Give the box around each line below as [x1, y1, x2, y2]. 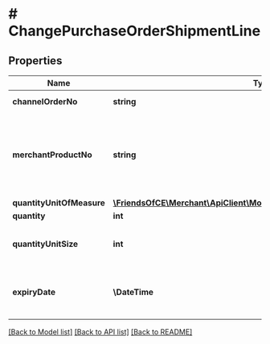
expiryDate [12, 286, 56, 297]
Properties [8, 54, 63, 67]
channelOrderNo [12, 96, 78, 107]
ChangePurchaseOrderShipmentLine [8, 22, 261, 40]
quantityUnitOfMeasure [12, 197, 106, 208]
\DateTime [112, 286, 154, 297]
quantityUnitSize [12, 238, 79, 249]
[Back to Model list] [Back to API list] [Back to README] [8, 327, 193, 337]
